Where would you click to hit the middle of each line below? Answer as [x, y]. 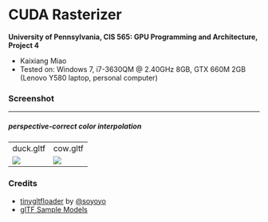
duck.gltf [29, 149]
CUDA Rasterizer [65, 15]
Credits [23, 184]
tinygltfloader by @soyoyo [63, 200]
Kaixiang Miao [43, 61]
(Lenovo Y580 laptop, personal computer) [89, 77]
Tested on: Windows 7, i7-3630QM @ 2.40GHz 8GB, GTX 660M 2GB [132, 69]
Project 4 [24, 45]
